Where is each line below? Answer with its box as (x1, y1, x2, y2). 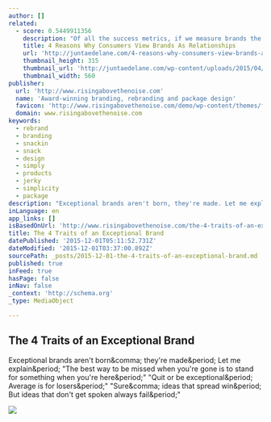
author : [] (8, 11, 45, 20)
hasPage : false (8, 274, 60, 282)
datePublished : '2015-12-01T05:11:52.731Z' (8, 237, 157, 245)
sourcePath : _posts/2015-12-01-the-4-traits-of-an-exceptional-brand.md (8, 252, 258, 260)
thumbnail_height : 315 (23, 57, 99, 65)
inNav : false (8, 282, 52, 290)
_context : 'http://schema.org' (8, 290, 114, 298)
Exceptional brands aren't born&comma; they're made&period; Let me (8, 355, 241, 365)
